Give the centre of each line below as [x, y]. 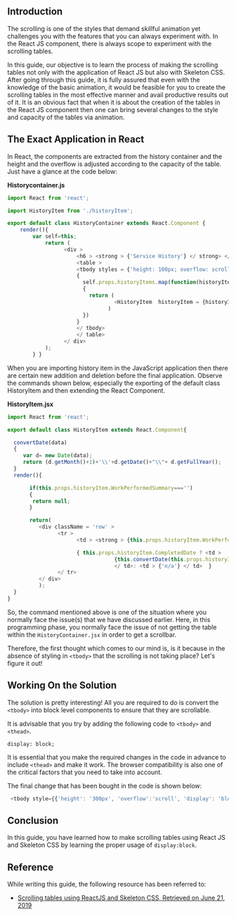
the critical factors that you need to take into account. [85, 772]
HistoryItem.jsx [31, 404]
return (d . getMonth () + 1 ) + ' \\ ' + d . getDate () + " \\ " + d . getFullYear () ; [122, 462]
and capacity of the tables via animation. [66, 117]
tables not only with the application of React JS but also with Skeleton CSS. [116, 72]
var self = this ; [55, 237]
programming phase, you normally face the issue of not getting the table [112, 627]
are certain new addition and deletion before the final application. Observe [115, 375]
